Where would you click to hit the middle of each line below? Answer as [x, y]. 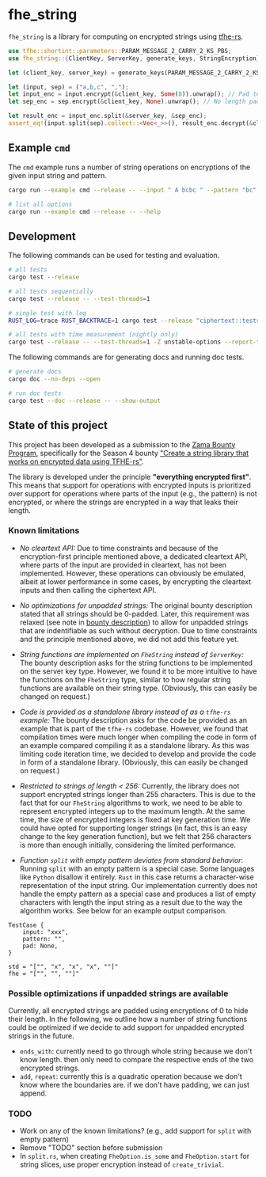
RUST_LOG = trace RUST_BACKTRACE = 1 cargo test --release [101, 321]
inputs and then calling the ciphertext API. [88, 590]
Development [42, 236]
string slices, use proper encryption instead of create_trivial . [122, 1164]
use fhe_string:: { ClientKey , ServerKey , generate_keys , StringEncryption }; [136, 58]
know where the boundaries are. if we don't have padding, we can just [135, 1085]
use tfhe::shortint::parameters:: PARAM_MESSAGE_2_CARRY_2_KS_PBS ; [120, 51]
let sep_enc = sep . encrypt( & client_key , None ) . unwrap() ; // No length [127, 102]
